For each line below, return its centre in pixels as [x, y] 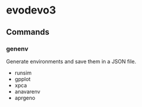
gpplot [22, 79]
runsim [23, 73]
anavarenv [27, 91]
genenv [17, 49]
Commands [28, 32]
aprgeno [25, 98]
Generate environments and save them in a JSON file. [71, 61]
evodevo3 [31, 10]
